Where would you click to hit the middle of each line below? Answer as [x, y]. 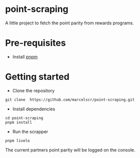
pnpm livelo [17, 141]
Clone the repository [33, 90]
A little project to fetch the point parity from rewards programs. [70, 23]
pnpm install [19, 122]
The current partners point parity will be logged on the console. [70, 150]
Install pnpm [25, 57]
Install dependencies [34, 109]
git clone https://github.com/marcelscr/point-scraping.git [70, 100]
